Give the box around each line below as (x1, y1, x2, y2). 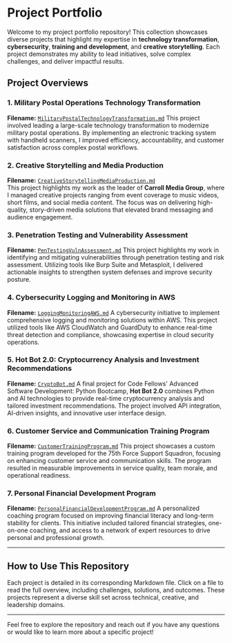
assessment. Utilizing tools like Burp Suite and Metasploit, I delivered (7, 261, 204, 269)
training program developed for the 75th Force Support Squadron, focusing (7, 449, 221, 458)
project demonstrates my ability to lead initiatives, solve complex (7, 50, 191, 58)
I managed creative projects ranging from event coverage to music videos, (7, 190, 220, 199)
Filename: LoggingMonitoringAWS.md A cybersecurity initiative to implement (7, 308, 220, 316)
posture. (7, 275, 31, 284)
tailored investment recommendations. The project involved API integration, (7, 401, 222, 410)
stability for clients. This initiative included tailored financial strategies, (7, 519, 207, 527)
